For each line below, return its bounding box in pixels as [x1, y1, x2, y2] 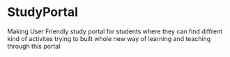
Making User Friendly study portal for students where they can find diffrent [7, 27, 223, 35]
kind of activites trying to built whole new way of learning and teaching [7, 34, 211, 42]
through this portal [7, 42, 61, 50]
